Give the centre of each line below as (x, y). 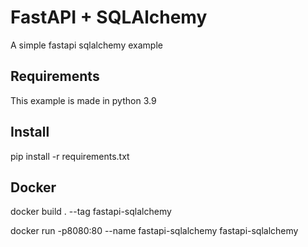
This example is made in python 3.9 (83, 100)
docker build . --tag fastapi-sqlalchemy (91, 212)
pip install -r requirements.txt (70, 156)
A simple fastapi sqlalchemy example (86, 45)
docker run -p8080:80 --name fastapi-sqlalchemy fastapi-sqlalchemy (154, 231)
